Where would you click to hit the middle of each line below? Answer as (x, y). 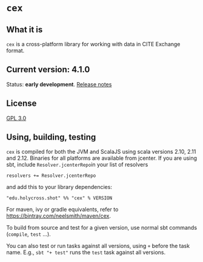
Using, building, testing (51, 137)
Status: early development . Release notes (59, 84)
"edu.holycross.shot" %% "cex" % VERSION (59, 198)
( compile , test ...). (29, 234)
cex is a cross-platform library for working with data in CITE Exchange (93, 44)
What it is (25, 29)
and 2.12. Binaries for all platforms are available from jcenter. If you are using (102, 158)
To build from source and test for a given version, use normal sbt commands (102, 228)
